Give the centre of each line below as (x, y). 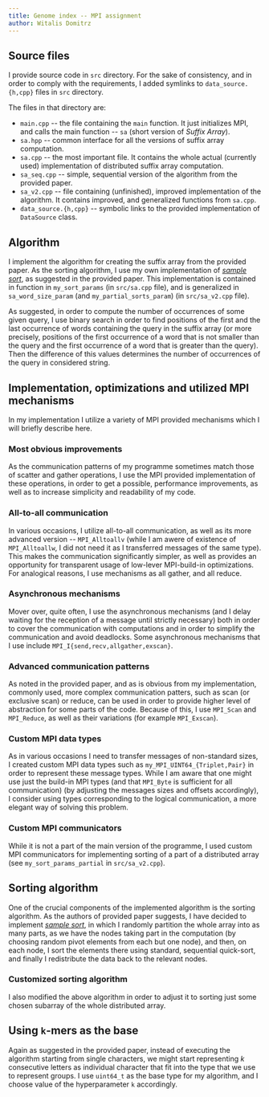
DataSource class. (49, 217)
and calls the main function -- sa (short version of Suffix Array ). (125, 132)
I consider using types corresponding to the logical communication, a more (132, 799)
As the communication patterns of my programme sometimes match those (131, 467)
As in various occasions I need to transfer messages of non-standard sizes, (133, 756)
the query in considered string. (59, 363)
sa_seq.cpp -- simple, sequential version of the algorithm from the (129, 174)
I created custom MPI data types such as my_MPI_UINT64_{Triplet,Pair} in (131, 765)
